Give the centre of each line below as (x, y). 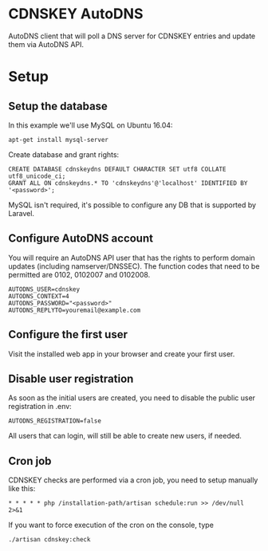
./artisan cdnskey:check (49, 540)
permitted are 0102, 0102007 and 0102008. (79, 274)
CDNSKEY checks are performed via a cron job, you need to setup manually (133, 480)
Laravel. (21, 213)
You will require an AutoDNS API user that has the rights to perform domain (132, 258)
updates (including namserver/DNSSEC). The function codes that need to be (134, 266)
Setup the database (58, 106)
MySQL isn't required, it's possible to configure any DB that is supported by (132, 205)
